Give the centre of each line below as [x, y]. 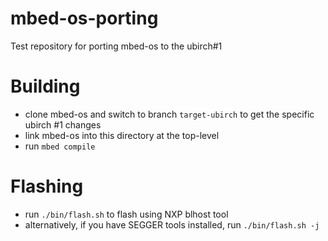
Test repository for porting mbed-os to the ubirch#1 [116, 46]
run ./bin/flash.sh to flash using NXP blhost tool [126, 214]
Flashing [47, 186]
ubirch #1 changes [63, 124]
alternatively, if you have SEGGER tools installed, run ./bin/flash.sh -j [172, 224]
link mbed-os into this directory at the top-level [122, 135]
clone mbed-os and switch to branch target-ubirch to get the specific [169, 114]
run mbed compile [60, 146]
